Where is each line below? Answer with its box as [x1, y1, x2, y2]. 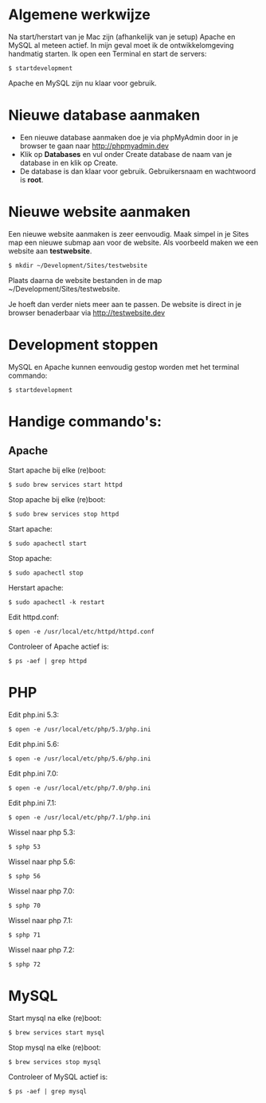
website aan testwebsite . [8, 245, 92, 256]
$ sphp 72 [8, 960, 41, 968]
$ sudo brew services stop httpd [8, 510, 119, 518]
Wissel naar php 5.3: [8, 827, 76, 837]
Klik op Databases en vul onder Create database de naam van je [19, 149, 233, 159]
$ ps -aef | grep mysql [8, 1087, 88, 1095]
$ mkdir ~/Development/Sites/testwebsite [8, 261, 148, 269]
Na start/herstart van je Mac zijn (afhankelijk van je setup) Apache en [8, 32, 236, 41]
